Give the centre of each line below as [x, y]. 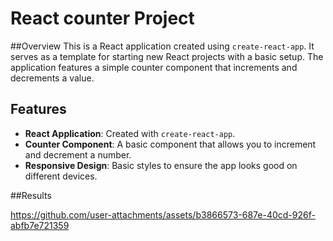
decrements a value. [52, 78]
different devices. [61, 176]
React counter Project [102, 18]
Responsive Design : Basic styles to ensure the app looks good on [161, 165]
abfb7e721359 [40, 225]
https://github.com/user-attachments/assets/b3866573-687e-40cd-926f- [163, 214]
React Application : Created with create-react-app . [130, 133]
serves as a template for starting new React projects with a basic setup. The [167, 56]
